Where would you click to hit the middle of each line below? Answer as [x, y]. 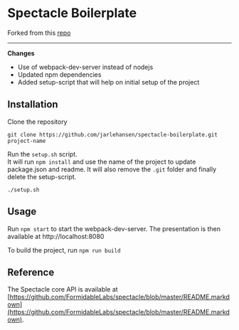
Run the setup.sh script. [43, 154]
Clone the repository [37, 122]
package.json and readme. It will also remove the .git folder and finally [112, 169]
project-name [27, 141]
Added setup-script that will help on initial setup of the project [108, 82]
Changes [21, 53]
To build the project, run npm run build [64, 250]
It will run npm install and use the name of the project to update [102, 161]
